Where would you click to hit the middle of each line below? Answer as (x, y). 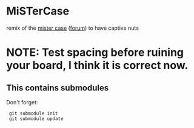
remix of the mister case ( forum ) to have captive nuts (73, 28)
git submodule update (36, 119)
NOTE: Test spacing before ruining (95, 52)
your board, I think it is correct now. (97, 66)
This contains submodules (58, 88)
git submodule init (34, 113)
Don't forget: (22, 102)
